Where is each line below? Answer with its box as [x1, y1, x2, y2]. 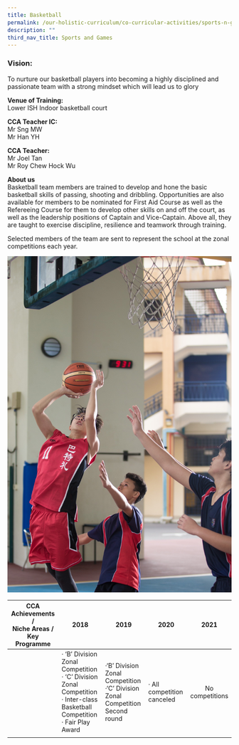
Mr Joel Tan [7, 154, 43, 162]
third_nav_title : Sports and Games [7, 34, 113, 41]
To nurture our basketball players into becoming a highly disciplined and [7, 75, 219, 83]
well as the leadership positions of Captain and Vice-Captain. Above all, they [7, 213, 232, 221]
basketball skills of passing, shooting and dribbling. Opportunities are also [7, 190, 224, 199]
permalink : [7, 19, 40, 26]
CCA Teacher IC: [7, 117, 58, 126]
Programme [15, 639, 51, 648]
